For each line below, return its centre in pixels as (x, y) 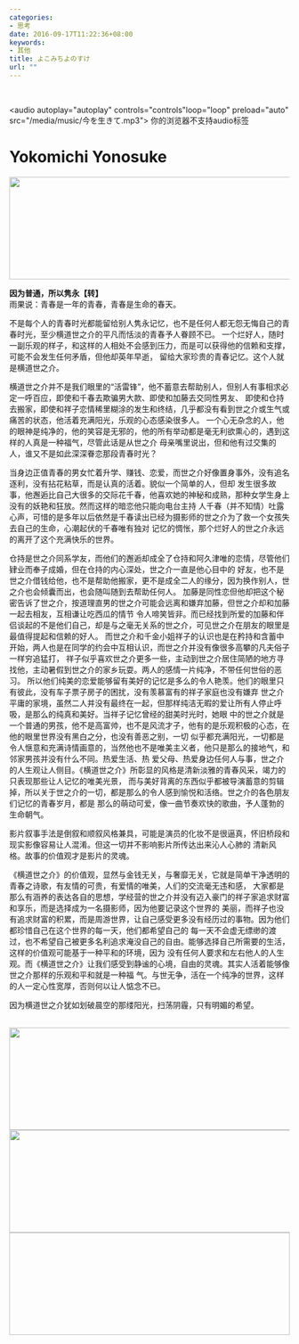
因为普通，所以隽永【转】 (56, 293)
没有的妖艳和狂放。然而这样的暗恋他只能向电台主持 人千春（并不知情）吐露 (147, 505)
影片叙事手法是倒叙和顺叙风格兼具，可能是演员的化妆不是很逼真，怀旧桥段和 (149, 833)
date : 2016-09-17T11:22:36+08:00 (71, 34)
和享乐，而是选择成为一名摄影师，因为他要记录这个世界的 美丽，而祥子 (139, 908)
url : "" (24, 68)
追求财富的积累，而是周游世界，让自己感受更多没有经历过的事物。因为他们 (153, 919)
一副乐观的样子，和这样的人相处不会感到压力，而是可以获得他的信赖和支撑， (149, 345)
